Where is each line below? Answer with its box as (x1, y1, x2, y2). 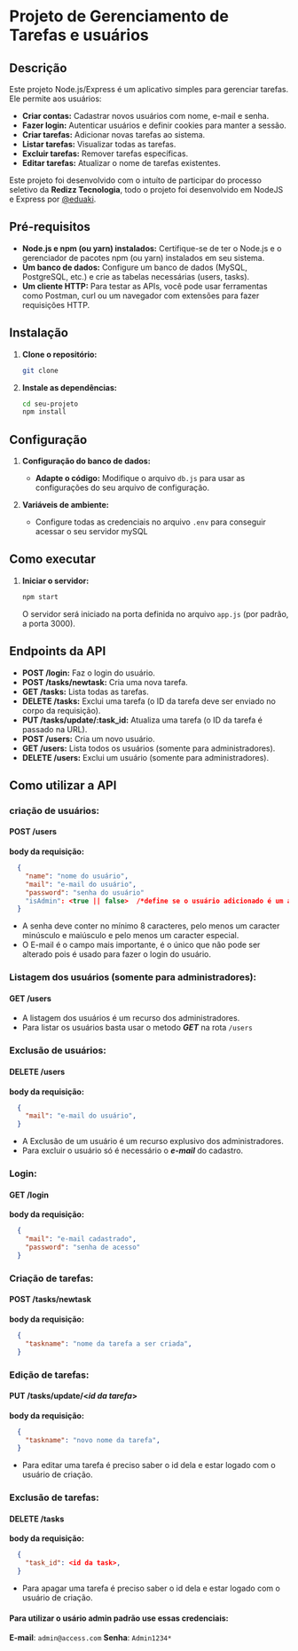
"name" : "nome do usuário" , (25, 872, 129, 881)
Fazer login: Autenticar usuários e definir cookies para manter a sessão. (21, 120, 286, 130)
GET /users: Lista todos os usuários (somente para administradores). (21, 743, 276, 754)
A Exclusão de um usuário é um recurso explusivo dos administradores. (21, 1136, 284, 1147)
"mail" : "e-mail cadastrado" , (25, 1235, 137, 1244)
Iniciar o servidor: (21, 575, 90, 586)
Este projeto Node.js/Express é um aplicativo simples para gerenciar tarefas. (9, 84, 289, 94)
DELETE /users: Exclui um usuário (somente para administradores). (21, 752, 269, 762)
